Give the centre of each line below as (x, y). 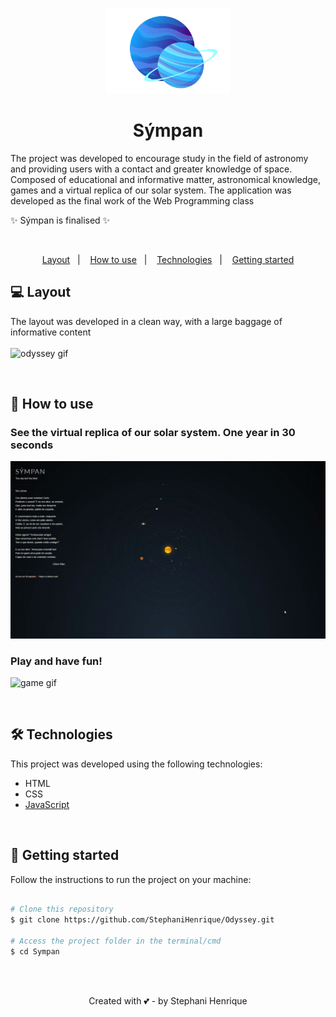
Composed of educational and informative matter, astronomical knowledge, (166, 179)
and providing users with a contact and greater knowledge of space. (151, 169)
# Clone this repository (62, 909)
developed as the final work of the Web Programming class (132, 200)
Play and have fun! (56, 661)
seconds (32, 445)
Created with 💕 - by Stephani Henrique (168, 1000)
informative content (51, 332)
